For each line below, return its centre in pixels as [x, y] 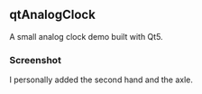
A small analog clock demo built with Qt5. [87, 36]
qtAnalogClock [53, 15]
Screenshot [35, 60]
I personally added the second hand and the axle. [101, 80]
